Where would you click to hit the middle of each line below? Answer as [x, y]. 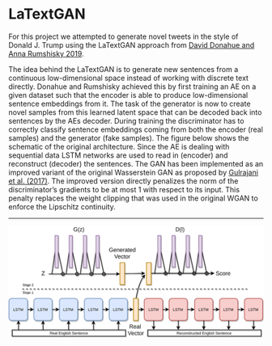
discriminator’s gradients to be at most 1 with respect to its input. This [124, 189]
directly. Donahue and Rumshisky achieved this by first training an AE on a [132, 86]
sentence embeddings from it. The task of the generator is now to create [130, 103]
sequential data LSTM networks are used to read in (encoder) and [118, 155]
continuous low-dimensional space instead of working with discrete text [129, 78]
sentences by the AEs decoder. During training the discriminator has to [126, 120]
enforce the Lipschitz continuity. [62, 206]
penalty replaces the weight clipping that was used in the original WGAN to [134, 198]
